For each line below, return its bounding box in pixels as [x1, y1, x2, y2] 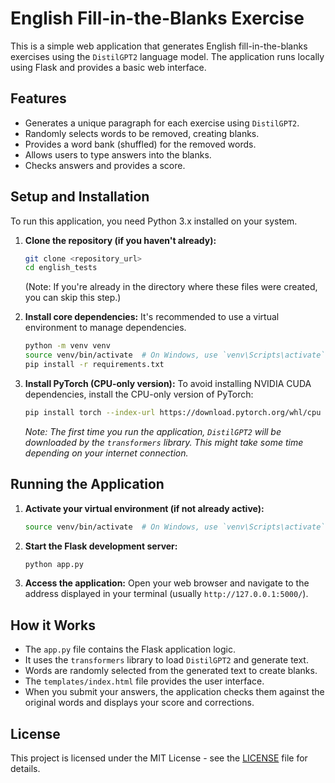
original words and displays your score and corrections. [24, 697, 255, 709]
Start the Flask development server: [24, 540, 178, 552]
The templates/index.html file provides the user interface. [24, 675, 265, 687]
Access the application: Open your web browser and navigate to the [24, 577, 310, 589]
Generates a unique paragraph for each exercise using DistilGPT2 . [24, 117, 300, 129]
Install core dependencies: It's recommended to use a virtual [24, 311, 280, 323]
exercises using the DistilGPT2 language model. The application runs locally [10, 50, 325, 62]
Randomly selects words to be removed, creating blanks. [24, 127, 260, 139]
